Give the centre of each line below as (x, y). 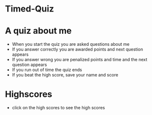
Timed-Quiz (30, 9)
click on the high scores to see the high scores (58, 108)
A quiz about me (38, 31)
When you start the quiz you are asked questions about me (71, 44)
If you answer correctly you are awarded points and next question (77, 50)
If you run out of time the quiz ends (47, 70)
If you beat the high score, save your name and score (65, 75)
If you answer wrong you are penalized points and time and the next (80, 60)
